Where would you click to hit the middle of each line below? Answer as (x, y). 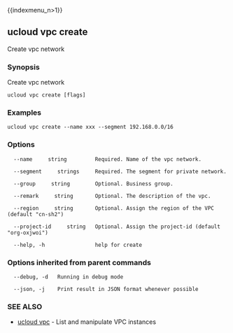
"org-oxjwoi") (28, 233)
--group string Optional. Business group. (93, 184)
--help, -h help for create (78, 245)
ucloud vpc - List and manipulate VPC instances (86, 322)
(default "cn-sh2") (36, 214)
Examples (24, 113)
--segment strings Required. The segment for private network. (120, 171)
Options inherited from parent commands (79, 262)
